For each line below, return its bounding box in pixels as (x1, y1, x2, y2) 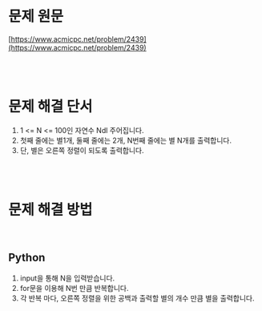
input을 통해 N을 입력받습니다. (19, 273, 115, 283)
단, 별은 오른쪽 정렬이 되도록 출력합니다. (19, 145, 144, 155)
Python (8, 251, 46, 265)
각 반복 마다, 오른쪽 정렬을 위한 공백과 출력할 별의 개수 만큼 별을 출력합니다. (19, 293, 255, 303)
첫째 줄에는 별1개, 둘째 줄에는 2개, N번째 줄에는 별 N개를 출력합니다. (19, 135, 232, 145)
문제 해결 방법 (8, 201, 93, 219)
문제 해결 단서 (8, 98, 93, 116)
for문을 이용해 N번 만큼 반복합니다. (19, 283, 130, 293)
